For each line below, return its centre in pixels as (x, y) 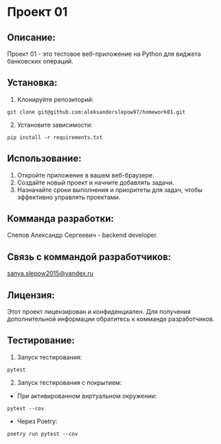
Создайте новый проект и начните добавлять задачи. (96, 182)
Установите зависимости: (55, 125)
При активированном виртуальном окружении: (87, 396)
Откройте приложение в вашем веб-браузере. (85, 175)
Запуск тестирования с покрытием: (69, 382)
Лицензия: (31, 295)
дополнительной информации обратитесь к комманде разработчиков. (111, 319)
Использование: (44, 159)
